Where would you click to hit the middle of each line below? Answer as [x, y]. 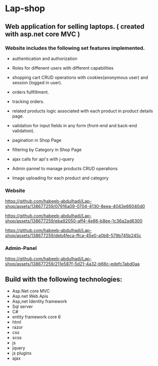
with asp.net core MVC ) [43, 34]
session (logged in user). [37, 82]
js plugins [22, 353]
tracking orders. [28, 101]
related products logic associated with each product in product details [82, 111]
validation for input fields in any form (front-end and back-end [75, 125]
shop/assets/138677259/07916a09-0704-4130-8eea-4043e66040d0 [75, 206]
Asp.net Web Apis [30, 296]
